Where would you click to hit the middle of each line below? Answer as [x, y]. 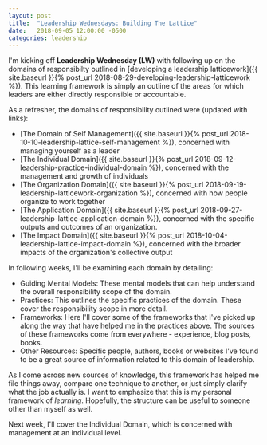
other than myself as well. [51, 409]
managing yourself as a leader [69, 151]
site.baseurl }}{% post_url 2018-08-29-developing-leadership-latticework [130, 77]
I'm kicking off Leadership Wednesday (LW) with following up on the [122, 61]
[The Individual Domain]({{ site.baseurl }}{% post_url [106, 159]
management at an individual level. [65, 433]
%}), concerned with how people [194, 193]
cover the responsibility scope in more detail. [94, 309]
